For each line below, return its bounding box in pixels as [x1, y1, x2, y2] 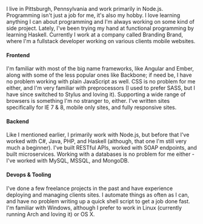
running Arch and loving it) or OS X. [6, 210, 95, 218]
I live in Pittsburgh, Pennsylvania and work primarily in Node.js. [6, 5, 164, 12]
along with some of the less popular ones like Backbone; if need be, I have [6, 71, 192, 79]
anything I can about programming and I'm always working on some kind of [6, 18, 195, 25]
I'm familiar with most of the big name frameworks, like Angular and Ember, [6, 65, 194, 72]
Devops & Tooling [6, 171, 52, 178]
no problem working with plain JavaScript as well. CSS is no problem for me [6, 78, 196, 85]
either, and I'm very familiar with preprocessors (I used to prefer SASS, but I [6, 85, 196, 92]
